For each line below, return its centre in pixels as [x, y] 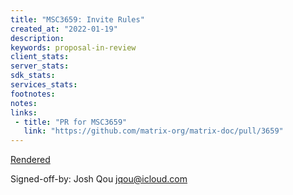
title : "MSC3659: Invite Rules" [77, 19]
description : [37, 38]
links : [24, 112]
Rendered [30, 160]
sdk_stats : [33, 76]
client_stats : [40, 57]
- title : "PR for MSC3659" [71, 122]
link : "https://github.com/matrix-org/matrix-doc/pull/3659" [153, 131]
